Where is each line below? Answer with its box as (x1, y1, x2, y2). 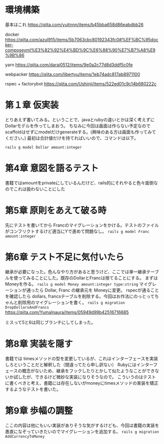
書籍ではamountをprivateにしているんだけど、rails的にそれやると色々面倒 (5, 180, 154, 185)
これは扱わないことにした (13, 186, 65, 192)
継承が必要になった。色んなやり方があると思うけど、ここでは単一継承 (5, 268, 147, 275)
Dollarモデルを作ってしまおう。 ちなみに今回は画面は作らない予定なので (5, 123, 151, 129)
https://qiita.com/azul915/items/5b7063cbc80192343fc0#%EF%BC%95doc (5, 36, 159, 42)
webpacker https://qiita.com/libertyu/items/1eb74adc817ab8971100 (5, 71, 141, 77)
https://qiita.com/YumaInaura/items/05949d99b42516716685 (5, 309, 129, 315)
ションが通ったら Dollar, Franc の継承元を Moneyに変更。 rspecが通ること (9, 287, 159, 293)
